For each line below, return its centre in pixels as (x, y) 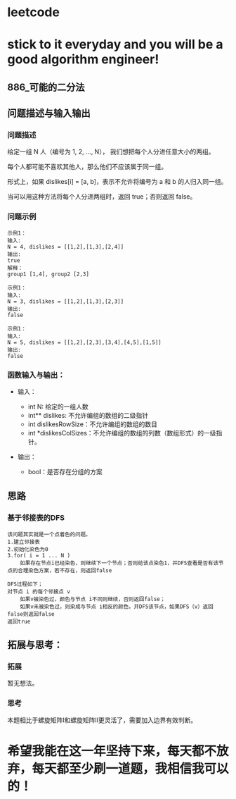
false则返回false (31, 614)
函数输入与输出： (36, 375)
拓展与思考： (35, 645)
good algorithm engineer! (83, 60)
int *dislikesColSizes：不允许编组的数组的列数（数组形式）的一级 (122, 433)
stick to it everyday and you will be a (115, 45)
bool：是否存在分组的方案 (65, 472)
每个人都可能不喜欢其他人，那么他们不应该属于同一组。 (87, 167)
